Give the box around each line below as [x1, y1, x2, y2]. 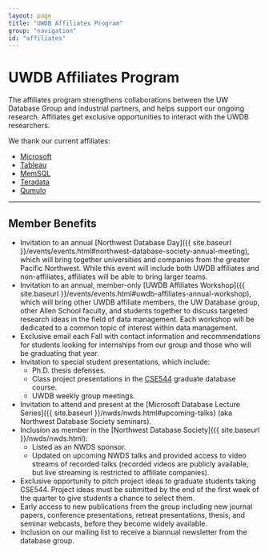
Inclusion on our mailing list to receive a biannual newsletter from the [19, 527, 247, 537]
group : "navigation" [8, 26, 78, 34]
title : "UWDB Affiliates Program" [8, 19, 124, 27]
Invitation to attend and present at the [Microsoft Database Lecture [19, 400, 240, 409]
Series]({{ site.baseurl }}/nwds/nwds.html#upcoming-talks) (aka [19, 408, 233, 418]
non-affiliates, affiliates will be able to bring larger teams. [19, 272, 208, 281]
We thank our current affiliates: [8, 136, 110, 146]
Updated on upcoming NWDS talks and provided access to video [31, 450, 247, 460]
